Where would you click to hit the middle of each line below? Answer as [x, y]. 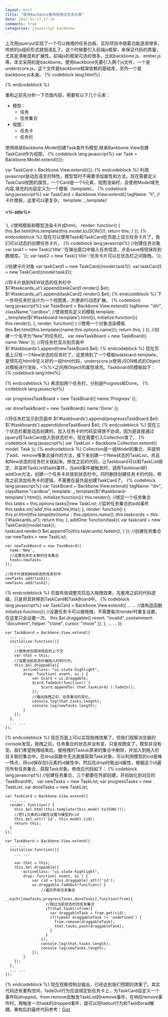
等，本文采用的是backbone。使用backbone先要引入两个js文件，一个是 [78, 62]
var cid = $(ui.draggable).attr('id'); [73, 881]
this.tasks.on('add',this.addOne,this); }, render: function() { [65, 509]
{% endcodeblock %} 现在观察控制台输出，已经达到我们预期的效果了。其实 [83, 984]
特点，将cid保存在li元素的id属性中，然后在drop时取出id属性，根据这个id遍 [85, 763]
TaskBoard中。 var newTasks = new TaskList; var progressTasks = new [78, 781]
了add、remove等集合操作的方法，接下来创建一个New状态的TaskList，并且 [82, 455]
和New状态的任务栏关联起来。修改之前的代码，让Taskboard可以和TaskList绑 [84, 462]
